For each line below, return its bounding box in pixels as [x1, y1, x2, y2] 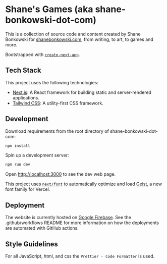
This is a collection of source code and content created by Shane [5, 31, 141, 37]
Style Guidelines [5, 240, 58, 248]
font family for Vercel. [5, 186, 50, 192]
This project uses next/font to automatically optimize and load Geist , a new [5, 181, 162, 187]
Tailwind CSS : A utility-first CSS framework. [12, 100, 103, 106]
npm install [5, 143, 30, 148]
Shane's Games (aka [5, 4, 93, 15]
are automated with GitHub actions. [5, 225, 79, 231]
